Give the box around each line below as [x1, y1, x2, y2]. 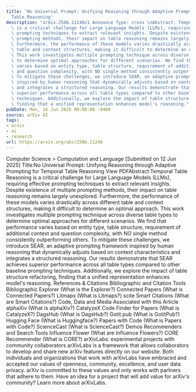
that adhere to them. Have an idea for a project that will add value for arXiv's [6, 373, 190, 380]
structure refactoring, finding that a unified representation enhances [6, 273, 170, 280]
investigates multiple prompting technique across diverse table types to [6, 211, 178, 218]
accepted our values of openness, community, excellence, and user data [6, 360, 181, 367]
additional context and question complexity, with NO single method [6, 229, 167, 237]
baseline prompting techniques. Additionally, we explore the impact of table [6, 267, 188, 274]
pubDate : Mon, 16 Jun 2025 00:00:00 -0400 [6, 106, 111, 112]
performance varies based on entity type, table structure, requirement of [6, 223, 181, 231]
